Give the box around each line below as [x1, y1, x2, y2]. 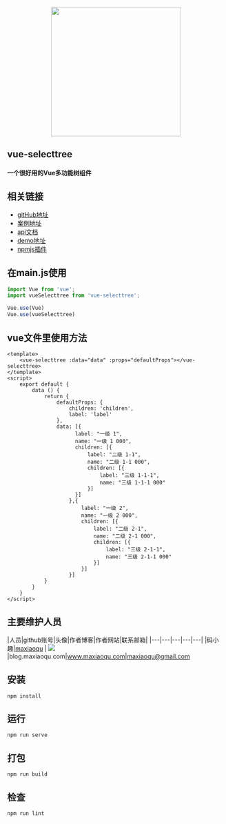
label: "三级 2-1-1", [105, 546, 166, 553]
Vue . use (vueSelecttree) [7, 311, 76, 318]
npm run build [7, 771, 48, 778]
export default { [19, 380, 70, 388]
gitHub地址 [17, 210, 49, 219]
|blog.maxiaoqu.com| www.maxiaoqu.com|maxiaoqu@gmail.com [7, 652, 191, 660]
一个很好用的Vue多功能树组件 [7, 168, 92, 177]
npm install [7, 692, 41, 700]
